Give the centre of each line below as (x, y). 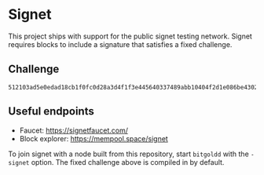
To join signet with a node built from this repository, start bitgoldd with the (128, 154)
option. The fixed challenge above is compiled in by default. (128, 162)
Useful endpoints (51, 111)
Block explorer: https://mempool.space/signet (94, 138)
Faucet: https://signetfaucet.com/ (73, 130)
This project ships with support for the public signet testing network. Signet (130, 36)
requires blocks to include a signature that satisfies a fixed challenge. (120, 44)
